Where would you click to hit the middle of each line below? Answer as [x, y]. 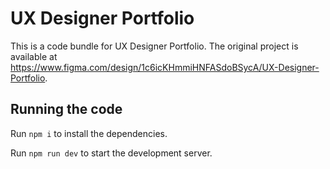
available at [34, 56]
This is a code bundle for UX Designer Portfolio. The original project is [154, 46]
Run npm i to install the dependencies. [89, 133]
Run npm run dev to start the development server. [111, 153]
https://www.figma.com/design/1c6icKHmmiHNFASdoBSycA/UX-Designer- [165, 67]
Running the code [66, 109]
